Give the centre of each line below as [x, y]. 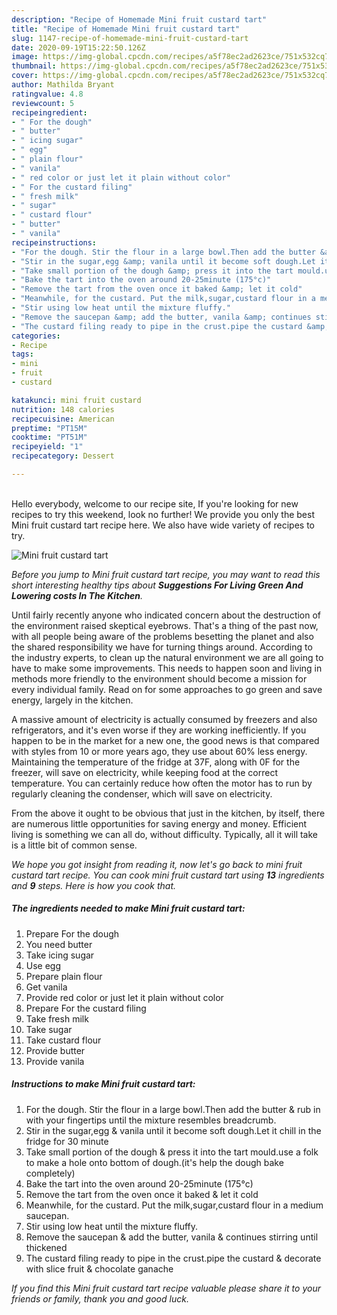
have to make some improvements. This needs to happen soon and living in [167, 668]
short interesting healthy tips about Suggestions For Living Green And [157, 585]
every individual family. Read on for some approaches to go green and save [167, 689]
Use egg [43, 965]
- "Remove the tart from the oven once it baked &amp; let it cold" [157, 289]
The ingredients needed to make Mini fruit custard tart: [128, 908]
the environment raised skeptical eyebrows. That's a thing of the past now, [165, 625]
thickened [46, 1247]
